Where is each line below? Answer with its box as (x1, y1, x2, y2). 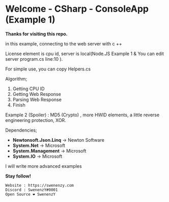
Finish (12, 102, 25, 108)
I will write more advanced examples (5, 163, 82, 169)
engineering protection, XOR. (5, 117, 66, 123)
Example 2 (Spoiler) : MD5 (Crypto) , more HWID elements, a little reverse (5, 112, 159, 118)
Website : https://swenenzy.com (5, 183, 74, 188)
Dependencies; (5, 127, 37, 133)
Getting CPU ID (12, 85, 45, 92)
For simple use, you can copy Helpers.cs (5, 66, 91, 72)
